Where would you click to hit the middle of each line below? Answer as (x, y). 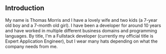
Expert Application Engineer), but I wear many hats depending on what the (82, 41)
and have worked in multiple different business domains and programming (81, 30)
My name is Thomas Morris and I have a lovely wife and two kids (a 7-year (81, 20)
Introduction (25, 8)
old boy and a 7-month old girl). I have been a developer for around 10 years (83, 25)
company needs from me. (32, 46)
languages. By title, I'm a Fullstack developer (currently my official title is (79, 36)
